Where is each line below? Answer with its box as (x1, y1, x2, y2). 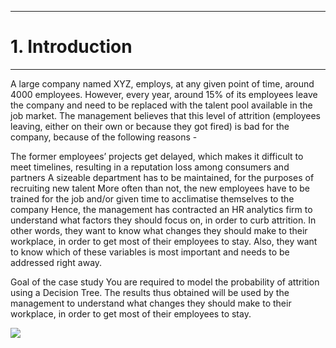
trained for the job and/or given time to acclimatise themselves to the (10, 192, 295, 205)
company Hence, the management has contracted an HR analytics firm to (10, 203, 313, 215)
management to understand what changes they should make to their (10, 297, 292, 309)
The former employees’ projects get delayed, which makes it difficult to (10, 150, 304, 162)
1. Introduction (10, 36, 133, 58)
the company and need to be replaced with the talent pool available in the (10, 99, 313, 111)
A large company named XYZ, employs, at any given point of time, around (10, 77, 315, 90)
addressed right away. (10, 256, 103, 268)
